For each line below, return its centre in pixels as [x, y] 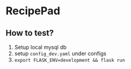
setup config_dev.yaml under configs [60, 54]
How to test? [30, 33]
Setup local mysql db [40, 47]
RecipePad [33, 11]
